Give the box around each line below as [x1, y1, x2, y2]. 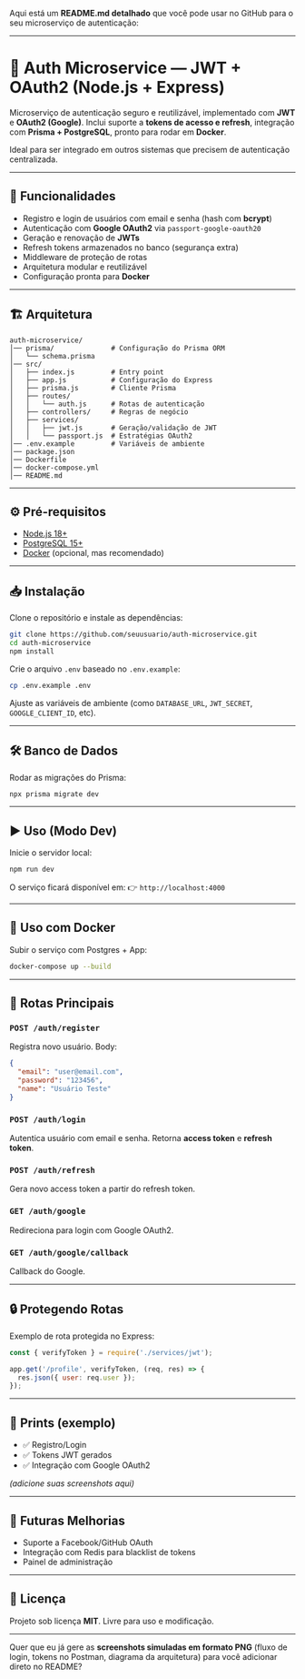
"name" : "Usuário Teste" [17, 1085, 112, 1094]
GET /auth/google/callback [9, 1247, 129, 1258]
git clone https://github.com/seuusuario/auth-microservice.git [9, 630, 258, 640]
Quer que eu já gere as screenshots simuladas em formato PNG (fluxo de [9, 1642, 288, 1653]
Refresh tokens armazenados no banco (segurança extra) [22, 241, 239, 253]
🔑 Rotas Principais [9, 996, 115, 1011]
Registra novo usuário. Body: [9, 1041, 118, 1052]
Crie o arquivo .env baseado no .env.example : [9, 663, 181, 674]
